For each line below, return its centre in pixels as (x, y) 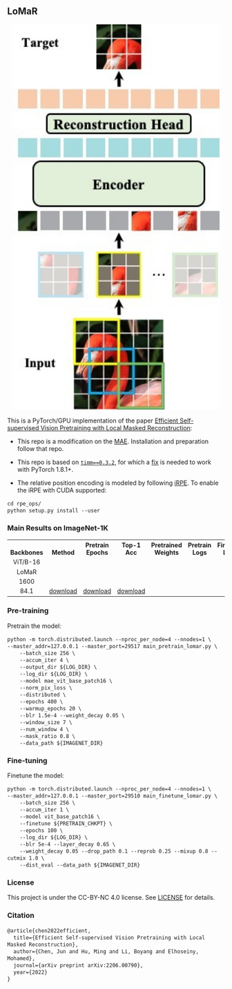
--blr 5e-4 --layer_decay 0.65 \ (68, 844)
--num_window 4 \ (45, 729)
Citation (21, 916)
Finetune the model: (36, 776)
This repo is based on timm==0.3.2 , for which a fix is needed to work (114, 462)
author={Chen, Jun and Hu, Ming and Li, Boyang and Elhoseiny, (106, 951)
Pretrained (166, 545)
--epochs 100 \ (41, 831)
